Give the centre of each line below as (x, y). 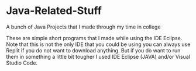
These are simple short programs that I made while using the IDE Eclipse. (94, 38)
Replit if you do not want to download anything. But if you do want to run (93, 50)
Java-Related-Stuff (54, 11)
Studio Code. (22, 63)
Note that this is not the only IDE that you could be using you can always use (98, 44)
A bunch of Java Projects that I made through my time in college (83, 27)
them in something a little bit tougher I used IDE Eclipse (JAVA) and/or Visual (98, 56)
